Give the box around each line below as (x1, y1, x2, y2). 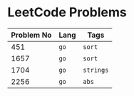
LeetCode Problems (7, 4, 127, 21)
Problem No (11, 30, 52, 40)
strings (83, 65, 109, 74)
